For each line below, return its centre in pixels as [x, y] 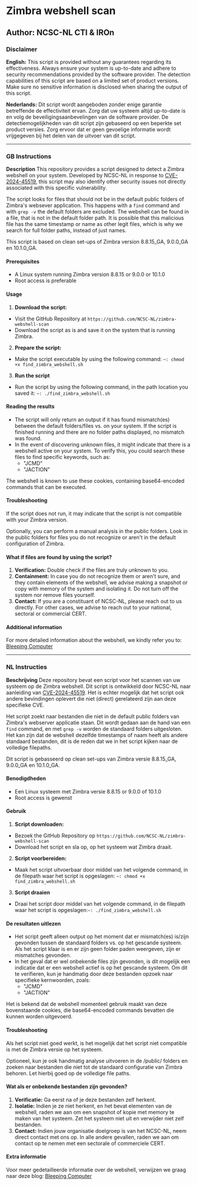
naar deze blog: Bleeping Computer [49, 1176]
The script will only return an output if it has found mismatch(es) [92, 419]
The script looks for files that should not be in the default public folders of [95, 199]
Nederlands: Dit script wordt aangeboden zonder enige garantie [84, 104]
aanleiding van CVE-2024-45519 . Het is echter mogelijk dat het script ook [95, 692]
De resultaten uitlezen [34, 923]
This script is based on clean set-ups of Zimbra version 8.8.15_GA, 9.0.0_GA [97, 242]
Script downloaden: [39, 824]
